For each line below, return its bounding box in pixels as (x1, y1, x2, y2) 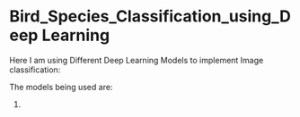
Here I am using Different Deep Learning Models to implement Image (9, 54, 264, 65)
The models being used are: (9, 81, 113, 92)
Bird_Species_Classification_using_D (9, 6, 292, 27)
